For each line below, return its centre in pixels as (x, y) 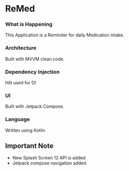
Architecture (21, 48)
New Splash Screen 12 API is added (49, 158)
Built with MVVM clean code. (35, 59)
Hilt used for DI (21, 83)
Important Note (29, 146)
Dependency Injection (32, 72)
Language (18, 119)
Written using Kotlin (25, 130)
